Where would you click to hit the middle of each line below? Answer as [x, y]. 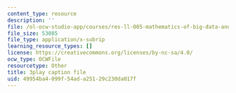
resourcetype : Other [38, 66]
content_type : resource [42, 14]
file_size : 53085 [33, 33]
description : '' [31, 20]
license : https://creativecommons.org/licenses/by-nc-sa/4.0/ [100, 53]
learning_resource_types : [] [50, 46]
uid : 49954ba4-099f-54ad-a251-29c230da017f [72, 79]
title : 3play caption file [47, 72]
